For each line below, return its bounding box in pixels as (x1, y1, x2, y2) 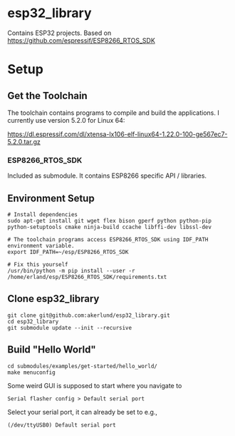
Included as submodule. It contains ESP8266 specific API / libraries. (7, 171, 207, 180)
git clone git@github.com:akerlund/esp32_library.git (7, 312, 171, 319)
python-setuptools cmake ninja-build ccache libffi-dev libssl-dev (7, 223, 212, 231)
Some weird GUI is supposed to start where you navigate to (7, 381, 182, 390)
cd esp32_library (7, 318, 59, 325)
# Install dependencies (7, 211, 78, 218)
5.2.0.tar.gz (7, 137, 41, 146)
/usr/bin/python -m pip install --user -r (7, 268, 135, 275)
